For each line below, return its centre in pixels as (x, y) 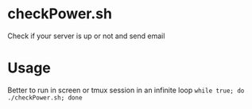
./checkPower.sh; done (45, 97)
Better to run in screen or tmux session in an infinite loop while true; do (126, 90)
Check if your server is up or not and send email (86, 36)
